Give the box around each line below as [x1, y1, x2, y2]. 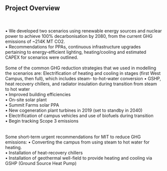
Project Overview [5, 4, 60, 12]
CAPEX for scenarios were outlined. [5, 54, 79, 60]
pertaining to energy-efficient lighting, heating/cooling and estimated [5, 49, 147, 55]
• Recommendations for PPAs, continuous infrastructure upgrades [5, 43, 141, 49]
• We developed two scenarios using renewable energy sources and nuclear [5, 27, 163, 34]
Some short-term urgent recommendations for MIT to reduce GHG [5, 134, 141, 140]
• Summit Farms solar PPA [5, 102, 60, 108]
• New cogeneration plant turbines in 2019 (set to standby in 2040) [5, 107, 143, 113]
